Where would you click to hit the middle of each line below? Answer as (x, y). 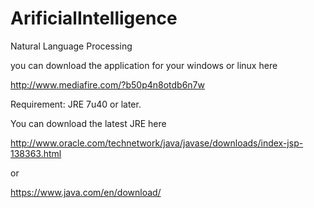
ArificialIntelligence (94, 18)
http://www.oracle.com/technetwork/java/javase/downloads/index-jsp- (157, 143)
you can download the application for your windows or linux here (144, 65)
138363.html (36, 153)
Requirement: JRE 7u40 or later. (76, 104)
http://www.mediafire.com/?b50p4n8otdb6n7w (107, 84)
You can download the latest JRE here (88, 123)
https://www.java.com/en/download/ (86, 192)
